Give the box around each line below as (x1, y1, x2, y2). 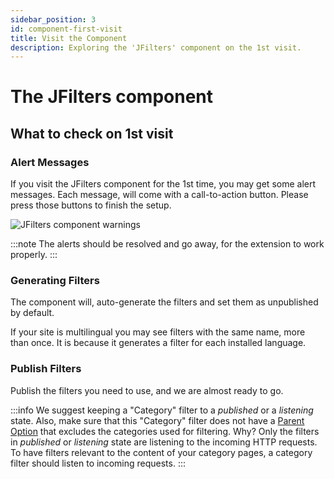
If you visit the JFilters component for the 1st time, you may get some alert (10, 178, 317, 190)
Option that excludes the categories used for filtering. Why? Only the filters (10, 425, 320, 437)
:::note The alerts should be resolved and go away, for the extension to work (10, 238, 325, 250)
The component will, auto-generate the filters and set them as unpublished (10, 296, 319, 308)
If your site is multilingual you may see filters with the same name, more (10, 326, 306, 338)
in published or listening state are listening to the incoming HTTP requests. (10, 436, 318, 448)
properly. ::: (10, 249, 58, 261)
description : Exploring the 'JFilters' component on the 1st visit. (10, 42, 302, 53)
